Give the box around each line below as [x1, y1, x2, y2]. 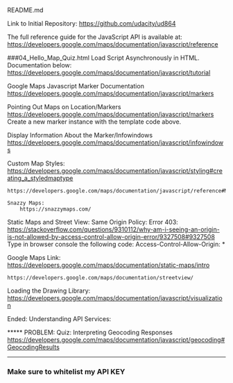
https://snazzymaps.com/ [19, 206, 92, 213]
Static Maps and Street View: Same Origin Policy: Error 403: [7, 218, 178, 226]
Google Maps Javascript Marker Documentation [7, 82, 144, 90]
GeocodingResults [7, 343, 60, 351]
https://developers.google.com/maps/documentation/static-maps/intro [7, 261, 210, 269]
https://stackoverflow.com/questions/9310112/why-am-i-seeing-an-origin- [7, 225, 220, 234]
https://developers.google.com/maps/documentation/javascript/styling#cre [7, 167, 223, 174]
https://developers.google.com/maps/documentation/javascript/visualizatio [7, 294, 223, 302]
